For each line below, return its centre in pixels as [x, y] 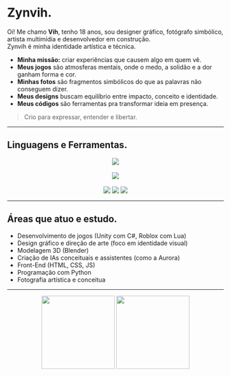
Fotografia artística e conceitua [61, 280]
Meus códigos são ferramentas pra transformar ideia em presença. [112, 103]
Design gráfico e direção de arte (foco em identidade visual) [102, 243]
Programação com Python [54, 272]
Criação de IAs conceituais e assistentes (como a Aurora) [98, 258]
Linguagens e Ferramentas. [67, 145]
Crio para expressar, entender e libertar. [80, 117]
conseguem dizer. [43, 89]
